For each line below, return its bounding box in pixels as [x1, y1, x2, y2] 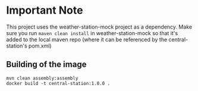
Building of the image [6, 59, 87, 70]
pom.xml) [29, 42, 52, 49]
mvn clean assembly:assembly [6, 75, 78, 81]
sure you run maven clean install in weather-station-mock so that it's [6, 29, 178, 36]
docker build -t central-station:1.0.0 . [6, 80, 111, 86]
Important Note [6, 4, 83, 17]
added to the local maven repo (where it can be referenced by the [6, 36, 168, 43]
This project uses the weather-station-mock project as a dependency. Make [6, 23, 192, 30]
